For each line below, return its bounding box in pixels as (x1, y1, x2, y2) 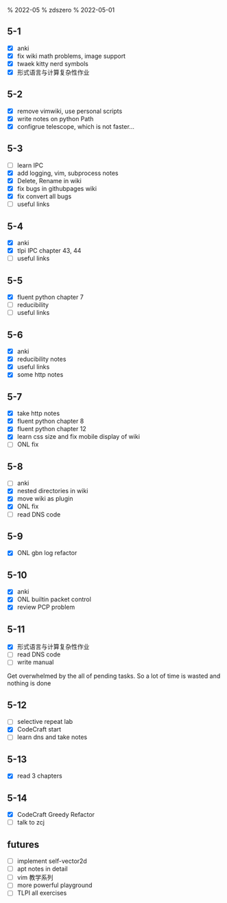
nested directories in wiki (16, 487, 88, 495)
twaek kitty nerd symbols (16, 59, 89, 68)
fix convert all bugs (16, 192, 72, 200)
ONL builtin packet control (16, 595, 91, 603)
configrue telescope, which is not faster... (16, 123, 135, 130)
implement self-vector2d (16, 857, 87, 865)
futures (7, 838, 40, 850)
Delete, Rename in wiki (16, 177, 82, 185)
